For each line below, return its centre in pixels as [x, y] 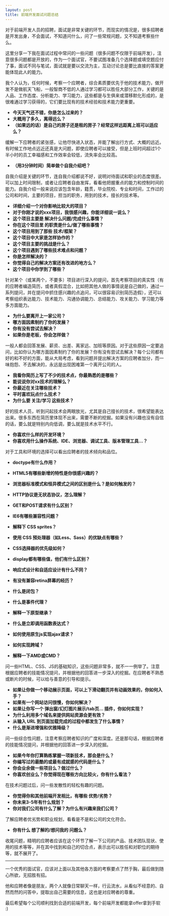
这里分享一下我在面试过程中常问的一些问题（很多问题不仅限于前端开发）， [81, 53]
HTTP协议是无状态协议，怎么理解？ [50, 494]
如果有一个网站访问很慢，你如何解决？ [52, 702]
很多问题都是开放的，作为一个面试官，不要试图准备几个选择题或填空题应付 [87, 59]
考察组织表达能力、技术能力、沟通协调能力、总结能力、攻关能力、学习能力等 [84, 299]
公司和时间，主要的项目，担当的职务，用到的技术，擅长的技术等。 [73, 195]
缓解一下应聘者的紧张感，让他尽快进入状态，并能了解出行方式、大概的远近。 [84, 142]
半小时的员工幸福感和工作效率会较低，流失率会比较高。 [62, 155]
